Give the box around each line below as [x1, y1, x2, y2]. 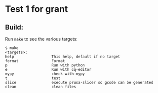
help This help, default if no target [5, 54, 120, 59]
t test [5, 76, 61, 81]
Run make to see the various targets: [5, 36, 78, 42]
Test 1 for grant [5, 3, 68, 15]
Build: [5, 23, 24, 31]
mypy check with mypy [5, 71, 85, 76]
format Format [5, 59, 65, 63]
